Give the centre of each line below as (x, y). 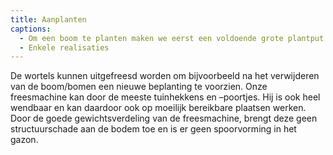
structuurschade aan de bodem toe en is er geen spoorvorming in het (153, 129)
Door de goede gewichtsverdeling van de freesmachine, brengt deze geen (164, 118)
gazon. (24, 140)
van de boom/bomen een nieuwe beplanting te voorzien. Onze (139, 87)
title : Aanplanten (48, 19)
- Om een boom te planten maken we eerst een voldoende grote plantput (172, 38)
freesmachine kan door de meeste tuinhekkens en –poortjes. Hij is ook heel (165, 97)
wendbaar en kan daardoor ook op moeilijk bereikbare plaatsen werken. (158, 108)
